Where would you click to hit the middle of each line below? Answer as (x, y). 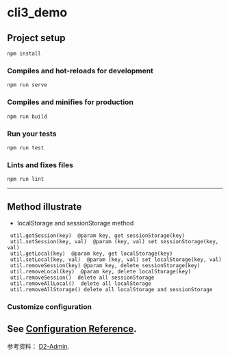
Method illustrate (44, 207)
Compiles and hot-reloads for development (80, 71)
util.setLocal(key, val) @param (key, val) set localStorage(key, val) (116, 260)
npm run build (27, 116)
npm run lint (26, 180)
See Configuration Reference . (72, 329)
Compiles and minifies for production (70, 102)
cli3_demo (37, 13)
